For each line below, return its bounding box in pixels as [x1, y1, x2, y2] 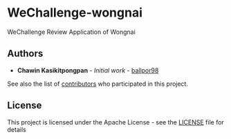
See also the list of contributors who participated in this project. [7, 80, 189, 88]
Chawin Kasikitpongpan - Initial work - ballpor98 [17, 66, 159, 74]
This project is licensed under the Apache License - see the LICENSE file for [7, 118, 225, 126]
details [7, 125, 26, 133]
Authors [7, 48, 44, 59]
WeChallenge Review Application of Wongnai [7, 28, 136, 36]
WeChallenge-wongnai [7, 5, 143, 21]
